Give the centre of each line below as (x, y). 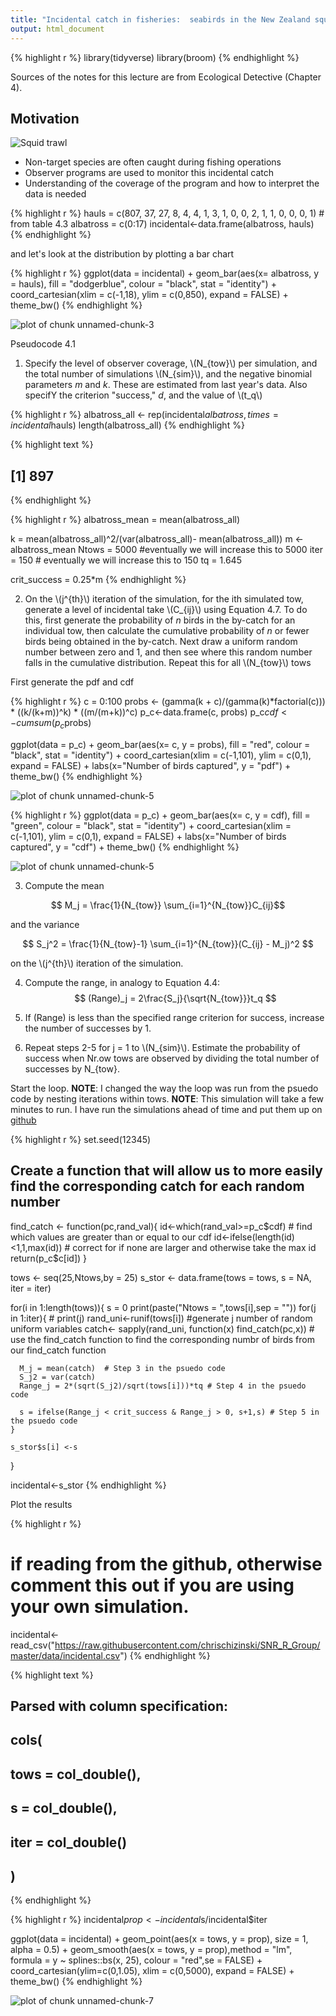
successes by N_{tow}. (72, 1068)
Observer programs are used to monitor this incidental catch (149, 173)
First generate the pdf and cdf (72, 682)
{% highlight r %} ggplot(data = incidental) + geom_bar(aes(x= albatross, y (165, 273)
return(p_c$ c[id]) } (49, 1258)
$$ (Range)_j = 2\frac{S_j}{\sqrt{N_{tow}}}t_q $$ (175, 998)
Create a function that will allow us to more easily (166, 1171)
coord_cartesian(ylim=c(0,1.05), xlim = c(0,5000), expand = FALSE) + (152, 1971)
